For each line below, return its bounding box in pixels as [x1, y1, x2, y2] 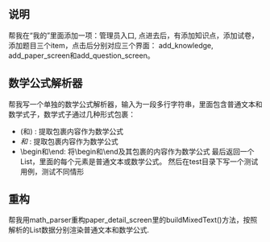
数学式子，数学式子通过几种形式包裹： [8, 109, 135, 119]
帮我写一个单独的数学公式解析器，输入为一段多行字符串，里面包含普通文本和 [8, 99, 263, 109]
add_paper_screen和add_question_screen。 [8, 51, 155, 60]
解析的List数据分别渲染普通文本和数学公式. [8, 225, 150, 235]
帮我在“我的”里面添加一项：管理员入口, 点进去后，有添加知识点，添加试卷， [8, 31, 260, 40]
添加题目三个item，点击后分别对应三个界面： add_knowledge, [8, 40, 214, 50]
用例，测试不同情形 [19, 166, 85, 176]
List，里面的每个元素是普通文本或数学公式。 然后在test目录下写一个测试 [19, 156, 259, 166]
